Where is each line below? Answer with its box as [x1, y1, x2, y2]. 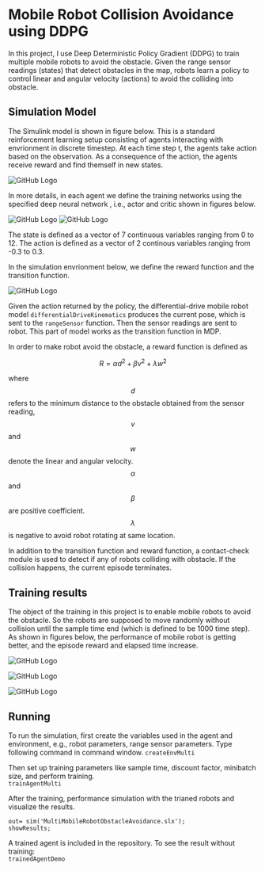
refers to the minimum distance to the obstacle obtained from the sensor [8, 399, 245, 408]
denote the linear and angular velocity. [8, 457, 134, 466]
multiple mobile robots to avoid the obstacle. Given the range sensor [8, 57, 231, 67]
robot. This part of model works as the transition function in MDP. [8, 327, 221, 336]
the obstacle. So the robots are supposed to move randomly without [8, 616, 230, 625]
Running [8, 709, 51, 723]
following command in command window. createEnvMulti [8, 747, 195, 758]
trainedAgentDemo [8, 855, 66, 863]
